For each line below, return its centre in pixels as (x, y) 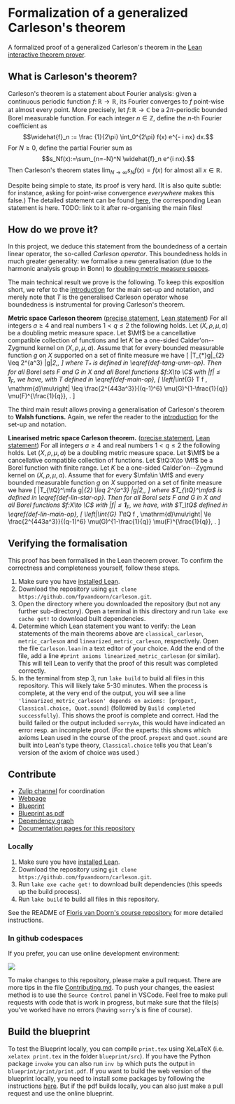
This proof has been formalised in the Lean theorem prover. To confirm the (115, 560)
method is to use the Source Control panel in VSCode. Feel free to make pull (118, 995)
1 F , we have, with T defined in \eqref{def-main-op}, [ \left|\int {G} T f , (108, 380)
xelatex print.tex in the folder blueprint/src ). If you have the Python (109, 1056)
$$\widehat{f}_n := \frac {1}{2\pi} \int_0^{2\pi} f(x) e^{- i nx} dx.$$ (118, 137)
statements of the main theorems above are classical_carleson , (111, 633)
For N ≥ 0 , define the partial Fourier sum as (70, 148)
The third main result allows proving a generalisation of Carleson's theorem (116, 409)
